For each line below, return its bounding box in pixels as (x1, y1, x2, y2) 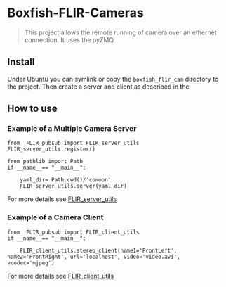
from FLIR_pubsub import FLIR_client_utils (7, 229, 140, 236)
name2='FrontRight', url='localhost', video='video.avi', (7, 253, 180, 260)
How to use (7, 103, 58, 115)
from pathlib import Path (7, 158, 83, 165)
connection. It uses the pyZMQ (24, 35, 114, 44)
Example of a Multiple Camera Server (7, 124, 137, 134)
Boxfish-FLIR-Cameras (7, 5, 144, 21)
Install (7, 56, 35, 68)
